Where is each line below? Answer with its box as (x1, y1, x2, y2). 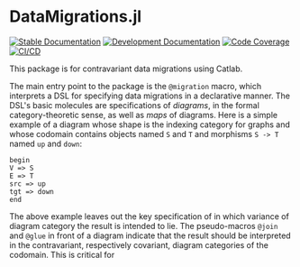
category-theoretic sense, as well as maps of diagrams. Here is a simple (9, 109, 277, 120)
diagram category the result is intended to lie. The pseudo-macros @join (9, 220, 278, 231)
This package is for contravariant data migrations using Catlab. (9, 63, 243, 74)
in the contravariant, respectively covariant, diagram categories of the (9, 239, 268, 250)
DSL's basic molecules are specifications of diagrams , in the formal (9, 99, 259, 110)
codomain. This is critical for (9, 249, 115, 260)
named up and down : (9, 138, 83, 149)
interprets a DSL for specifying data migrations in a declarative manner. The (9, 90, 291, 101)
